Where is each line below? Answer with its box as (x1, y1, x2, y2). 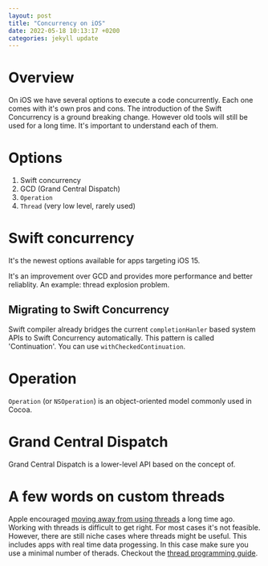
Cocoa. (8, 405, 33, 414)
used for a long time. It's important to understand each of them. (8, 121, 219, 131)
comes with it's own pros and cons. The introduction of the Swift (8, 104, 222, 113)
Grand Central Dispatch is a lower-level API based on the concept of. (8, 459, 236, 469)
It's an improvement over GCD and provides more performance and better (8, 271, 253, 281)
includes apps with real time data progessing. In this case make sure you (8, 540, 249, 549)
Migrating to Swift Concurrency (8, 303, 170, 317)
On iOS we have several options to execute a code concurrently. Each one (8, 96, 254, 105)
